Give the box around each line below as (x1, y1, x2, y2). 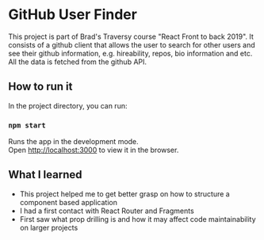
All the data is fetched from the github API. (8, 57, 147, 67)
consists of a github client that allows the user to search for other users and (8, 40, 255, 49)
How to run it (8, 80, 73, 93)
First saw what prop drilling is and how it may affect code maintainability (19, 214, 256, 223)
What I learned (8, 168, 82, 181)
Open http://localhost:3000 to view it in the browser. (8, 145, 179, 155)
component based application (19, 197, 117, 207)
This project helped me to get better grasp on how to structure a (19, 189, 230, 199)
